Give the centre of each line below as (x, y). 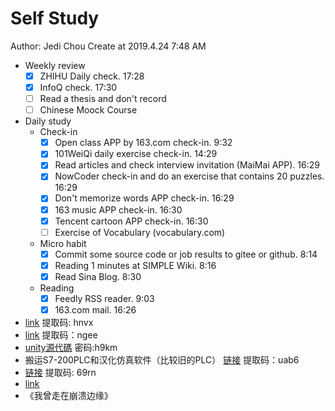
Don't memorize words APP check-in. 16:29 (144, 198)
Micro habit (63, 243)
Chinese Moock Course (88, 110)
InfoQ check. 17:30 (78, 87)
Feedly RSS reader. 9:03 (104, 298)
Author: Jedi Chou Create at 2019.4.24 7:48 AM (108, 46)
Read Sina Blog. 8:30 (98, 276)
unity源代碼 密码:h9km (71, 347)
